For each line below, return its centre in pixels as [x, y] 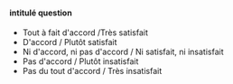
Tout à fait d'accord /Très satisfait [85, 33]
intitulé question [41, 13]
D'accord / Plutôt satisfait [70, 42]
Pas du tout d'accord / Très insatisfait [92, 71]
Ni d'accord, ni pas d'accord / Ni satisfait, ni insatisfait [123, 52]
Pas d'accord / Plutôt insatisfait [80, 61]
